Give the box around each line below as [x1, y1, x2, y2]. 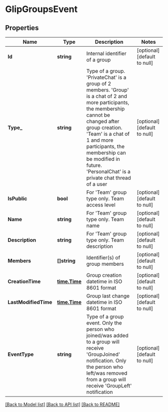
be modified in [86, 156, 120, 162]
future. [86, 162, 102, 169]
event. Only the [86, 320, 122, 326]
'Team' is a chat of [86, 131, 130, 137]
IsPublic [7, 195, 27, 202]
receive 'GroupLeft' [86, 382, 132, 389]
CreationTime [7, 278, 41, 285]
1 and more [86, 137, 113, 144]
